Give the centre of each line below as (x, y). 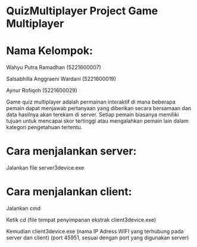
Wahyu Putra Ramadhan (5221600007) (54, 67)
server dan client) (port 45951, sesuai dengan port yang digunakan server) (98, 237)
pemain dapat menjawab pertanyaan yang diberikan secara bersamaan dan (99, 108)
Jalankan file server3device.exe (45, 168)
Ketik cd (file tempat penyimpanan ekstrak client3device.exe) (81, 220)
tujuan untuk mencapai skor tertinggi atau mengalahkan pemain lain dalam (97, 121)
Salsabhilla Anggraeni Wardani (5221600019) (61, 79)
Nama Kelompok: (50, 51)
